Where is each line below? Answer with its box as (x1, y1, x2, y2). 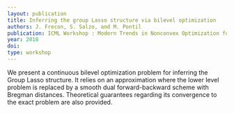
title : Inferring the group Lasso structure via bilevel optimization (7, 17, 217, 24)
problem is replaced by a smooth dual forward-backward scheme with (7, 83, 209, 91)
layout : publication (7, 10, 68, 17)
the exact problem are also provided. (7, 98, 113, 106)
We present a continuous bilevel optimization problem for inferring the (7, 68, 208, 77)
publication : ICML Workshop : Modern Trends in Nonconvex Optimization (7, 29, 219, 37)
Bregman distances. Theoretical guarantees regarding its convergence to (7, 90, 217, 98)
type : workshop (7, 50, 52, 56)
